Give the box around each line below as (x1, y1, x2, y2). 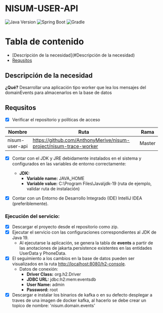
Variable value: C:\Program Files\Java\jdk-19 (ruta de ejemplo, (26, 181, 152, 186)
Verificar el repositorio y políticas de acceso (12, 116, 100, 122)
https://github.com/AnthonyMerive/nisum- (32, 137, 130, 144)
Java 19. (12, 235, 29, 241)
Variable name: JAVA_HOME (26, 175, 85, 181)
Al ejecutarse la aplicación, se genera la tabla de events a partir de (19, 240, 154, 246)
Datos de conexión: (19, 266, 58, 272)
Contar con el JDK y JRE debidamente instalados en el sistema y (12, 155, 142, 161)
